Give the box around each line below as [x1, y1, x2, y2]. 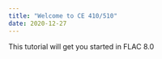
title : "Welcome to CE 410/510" [8, 11, 117, 20]
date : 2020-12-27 [8, 19, 67, 27]
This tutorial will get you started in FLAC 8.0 [8, 41, 155, 51]
